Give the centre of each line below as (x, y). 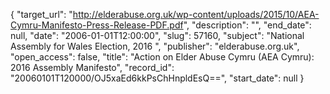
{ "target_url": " (41, 14)
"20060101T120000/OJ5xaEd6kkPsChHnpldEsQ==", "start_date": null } (157, 78)
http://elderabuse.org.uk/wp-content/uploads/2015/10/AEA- (196, 14)
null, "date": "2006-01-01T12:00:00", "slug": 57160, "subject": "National (157, 35)
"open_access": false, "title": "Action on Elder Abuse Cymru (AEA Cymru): (162, 57)
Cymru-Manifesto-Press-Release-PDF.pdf (97, 25)
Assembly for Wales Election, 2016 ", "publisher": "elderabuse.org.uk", (155, 46)
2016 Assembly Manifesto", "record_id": (92, 67)
